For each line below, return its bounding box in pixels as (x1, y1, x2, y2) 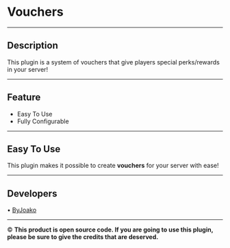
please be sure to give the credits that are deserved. (7, 233, 159, 241)
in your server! (7, 65, 49, 73)
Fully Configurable (16, 117, 70, 125)
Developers (7, 188, 57, 199)
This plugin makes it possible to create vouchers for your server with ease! (7, 162, 219, 170)
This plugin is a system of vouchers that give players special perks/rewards (7, 58, 220, 66)
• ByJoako (7, 206, 37, 214)
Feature (7, 92, 41, 103)
